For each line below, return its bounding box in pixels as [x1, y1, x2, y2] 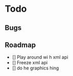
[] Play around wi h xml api [12, 54, 68, 60]
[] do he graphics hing [12, 65, 59, 71]
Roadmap [5, 40, 36, 49]
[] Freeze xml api [12, 60, 48, 66]
